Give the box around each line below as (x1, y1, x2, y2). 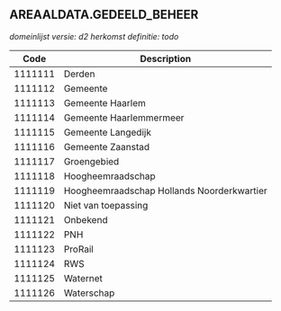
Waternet (63, 271, 104, 284)
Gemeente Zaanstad (63, 140, 150, 153)
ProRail (63, 243, 95, 255)
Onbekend (63, 213, 108, 226)
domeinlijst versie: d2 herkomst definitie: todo (9, 31, 179, 41)
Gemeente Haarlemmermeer (63, 111, 185, 124)
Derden (63, 67, 95, 80)
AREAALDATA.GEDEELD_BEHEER (9, 7, 199, 22)
